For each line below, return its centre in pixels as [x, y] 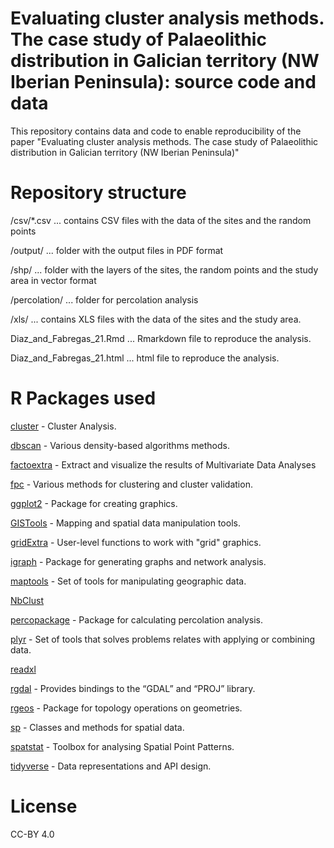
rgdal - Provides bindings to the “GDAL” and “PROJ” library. [133, 688]
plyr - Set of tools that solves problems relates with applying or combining [163, 639]
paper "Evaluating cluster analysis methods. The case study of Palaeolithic [164, 141]
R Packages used [83, 398]
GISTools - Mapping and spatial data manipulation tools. [125, 523]
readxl [23, 669]
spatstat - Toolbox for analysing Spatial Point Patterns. [122, 746]
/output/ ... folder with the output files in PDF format [117, 250]
